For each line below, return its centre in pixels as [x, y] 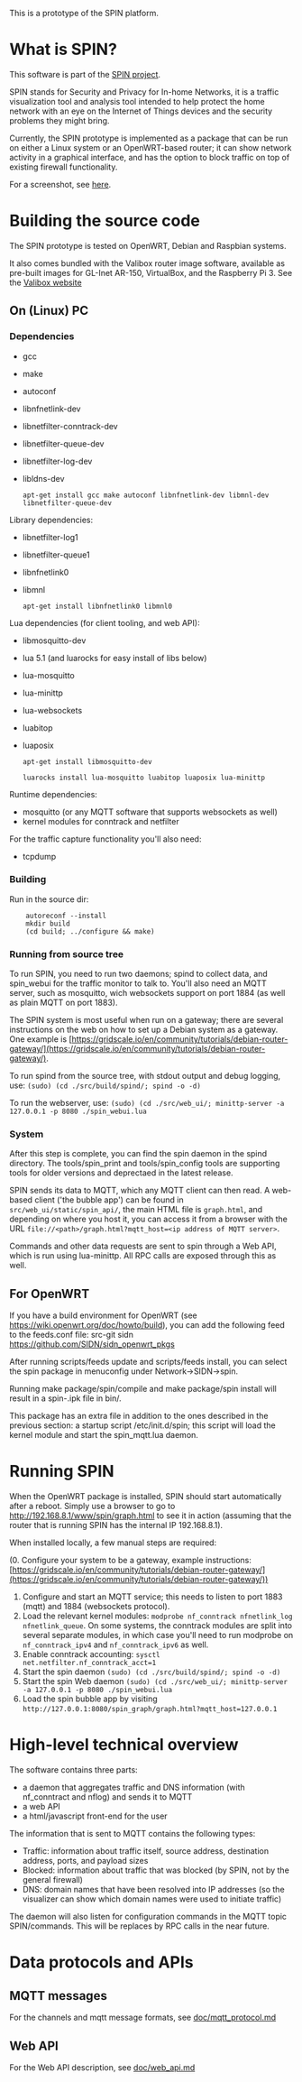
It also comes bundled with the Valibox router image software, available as [147, 263]
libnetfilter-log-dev [57, 461]
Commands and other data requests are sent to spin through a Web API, [143, 1246]
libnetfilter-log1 [50, 537]
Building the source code [105, 221]
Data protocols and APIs [101, 1962]
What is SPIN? [63, 50]
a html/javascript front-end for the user [95, 1816]
